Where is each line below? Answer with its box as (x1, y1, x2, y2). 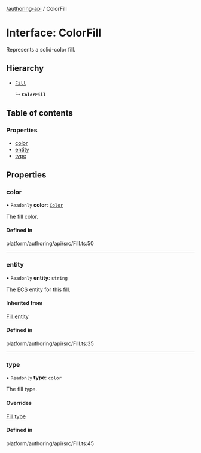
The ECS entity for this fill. (6, 286, 71, 293)
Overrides (6, 399, 32, 406)
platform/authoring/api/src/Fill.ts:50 (6, 240, 94, 247)
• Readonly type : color (6, 374, 62, 381)
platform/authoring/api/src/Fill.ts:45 (6, 440, 95, 447)
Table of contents (6, 108, 73, 119)
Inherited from (6, 300, 43, 307)
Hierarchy (6, 63, 44, 74)
